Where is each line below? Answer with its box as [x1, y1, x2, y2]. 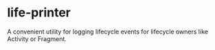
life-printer [7, 5, 71, 21]
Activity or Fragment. [7, 34, 67, 42]
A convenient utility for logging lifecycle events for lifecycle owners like [7, 27, 208, 36]
